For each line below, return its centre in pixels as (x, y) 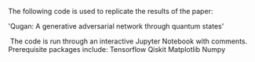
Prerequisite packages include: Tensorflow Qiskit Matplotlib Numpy (117, 49)
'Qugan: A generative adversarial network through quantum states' (116, 26)
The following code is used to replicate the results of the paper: (111, 11)
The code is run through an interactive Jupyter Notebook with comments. (129, 41)
